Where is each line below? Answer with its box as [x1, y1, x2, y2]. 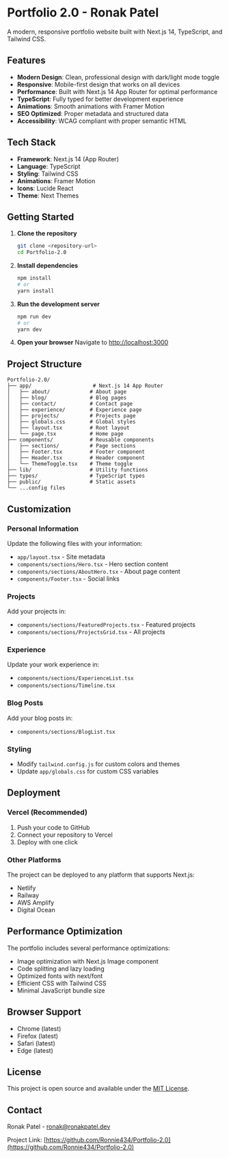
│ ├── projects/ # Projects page [7, 413, 136, 419]
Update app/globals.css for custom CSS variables [16, 767, 159, 776]
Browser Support [7, 1006, 82, 1018]
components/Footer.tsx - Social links [16, 575, 120, 583]
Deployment [7, 787, 61, 799]
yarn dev [16, 326, 42, 333]
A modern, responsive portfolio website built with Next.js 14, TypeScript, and [7, 27, 223, 36]
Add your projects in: [7, 607, 66, 616]
